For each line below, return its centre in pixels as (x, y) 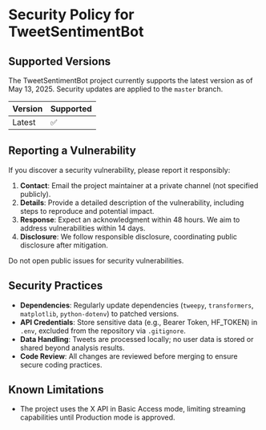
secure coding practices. (61, 364)
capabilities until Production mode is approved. (97, 417)
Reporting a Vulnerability (72, 151)
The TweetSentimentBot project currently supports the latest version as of (131, 80)
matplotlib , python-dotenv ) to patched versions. (99, 313)
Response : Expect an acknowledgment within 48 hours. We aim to (130, 219)
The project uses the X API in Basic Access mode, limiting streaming (133, 409)
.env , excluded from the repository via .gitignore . (103, 331)
